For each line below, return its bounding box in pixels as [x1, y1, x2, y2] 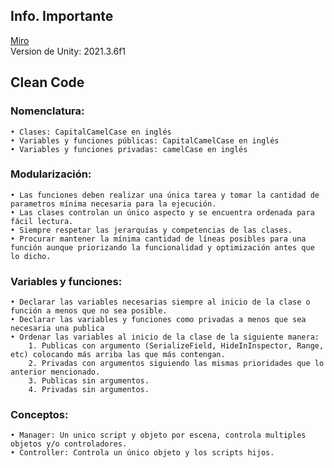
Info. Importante [10, 8, 114, 25]
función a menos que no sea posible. [10, 306, 168, 316]
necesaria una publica [10, 324, 105, 334]
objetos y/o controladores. [10, 439, 128, 449]
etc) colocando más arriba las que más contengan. [10, 350, 226, 360]
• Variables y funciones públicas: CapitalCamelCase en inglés [10, 135, 280, 146]
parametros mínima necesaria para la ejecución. [10, 199, 217, 209]
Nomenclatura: [10, 104, 85, 118]
